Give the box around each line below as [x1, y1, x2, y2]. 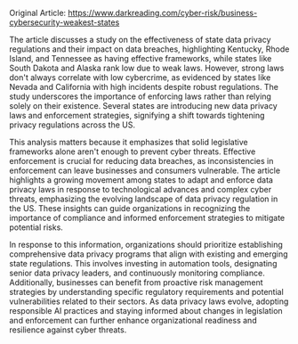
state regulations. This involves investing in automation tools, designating [9, 258, 278, 268]
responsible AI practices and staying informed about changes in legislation [9, 306, 283, 315]
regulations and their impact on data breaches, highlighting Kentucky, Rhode [9, 44, 290, 54]
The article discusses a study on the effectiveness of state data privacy [9, 35, 271, 45]
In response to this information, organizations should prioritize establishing [9, 240, 283, 250]
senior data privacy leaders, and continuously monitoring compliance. [9, 267, 265, 278]
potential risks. [9, 222, 64, 233]
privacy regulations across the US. [9, 119, 136, 130]
